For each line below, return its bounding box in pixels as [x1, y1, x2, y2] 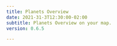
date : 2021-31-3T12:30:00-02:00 [6, 14, 87, 20]
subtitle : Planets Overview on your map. [6, 20, 112, 26]
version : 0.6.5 [6, 25, 45, 32]
